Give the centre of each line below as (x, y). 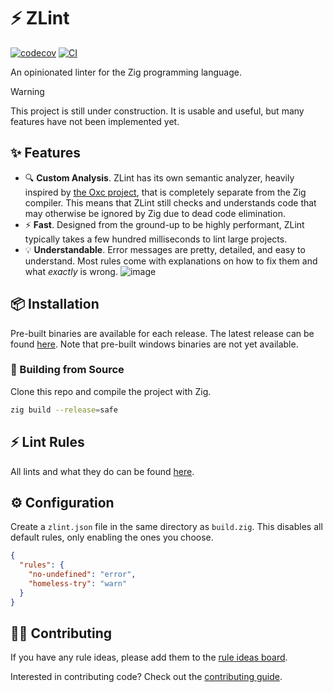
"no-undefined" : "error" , (82, 575)
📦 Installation (55, 304)
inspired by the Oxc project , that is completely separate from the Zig (165, 192)
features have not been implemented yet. (95, 121)
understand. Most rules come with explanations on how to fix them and (171, 261)
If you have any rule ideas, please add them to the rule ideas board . (149, 657)
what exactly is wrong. (71, 271)
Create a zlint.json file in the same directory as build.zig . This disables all (166, 527)
